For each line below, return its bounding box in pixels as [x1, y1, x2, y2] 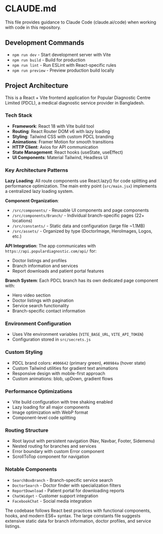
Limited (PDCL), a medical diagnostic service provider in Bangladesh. [5, 100, 145, 106]
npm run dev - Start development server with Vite [12, 52, 111, 57]
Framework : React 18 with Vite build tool [12, 123, 94, 129]
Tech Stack [5, 112, 33, 119]
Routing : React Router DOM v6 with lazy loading [12, 128, 110, 134]
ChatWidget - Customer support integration [12, 493, 98, 499]
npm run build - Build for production [12, 57, 86, 63]
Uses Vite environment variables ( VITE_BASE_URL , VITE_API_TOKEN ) [12, 331, 144, 337]
